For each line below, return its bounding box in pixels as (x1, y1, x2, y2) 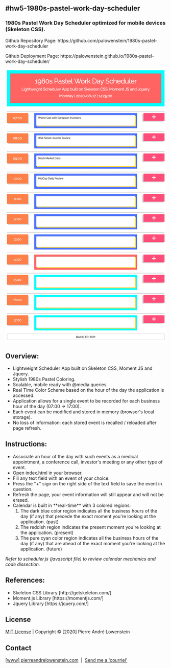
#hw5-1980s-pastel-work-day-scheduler (5, 4, 140, 13)
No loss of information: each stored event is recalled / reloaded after (12, 419, 157, 426)
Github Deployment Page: (5, 53, 60, 59)
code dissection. (5, 561, 40, 567)
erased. (12, 497, 29, 503)
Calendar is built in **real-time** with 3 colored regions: (12, 502, 131, 508)
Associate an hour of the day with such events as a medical (12, 453, 138, 459)
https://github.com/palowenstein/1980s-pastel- (57, 37, 157, 43)
